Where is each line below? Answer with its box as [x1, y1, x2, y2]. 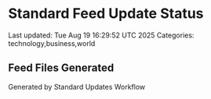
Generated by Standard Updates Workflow [8, 82, 146, 91]
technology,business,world [8, 38, 96, 48]
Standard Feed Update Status [8, 5, 204, 23]
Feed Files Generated [8, 62, 115, 75]
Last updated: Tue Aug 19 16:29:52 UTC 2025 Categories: [8, 30, 195, 40]
